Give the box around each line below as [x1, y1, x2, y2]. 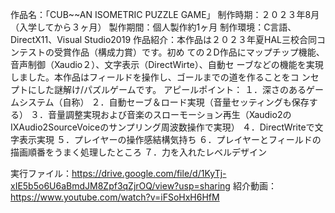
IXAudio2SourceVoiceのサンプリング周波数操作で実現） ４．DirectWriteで [10, 121, 315, 133]
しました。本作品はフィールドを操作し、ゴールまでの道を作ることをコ [10, 71, 300, 83]
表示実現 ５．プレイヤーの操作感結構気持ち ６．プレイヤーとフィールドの [18, 134, 322, 145]
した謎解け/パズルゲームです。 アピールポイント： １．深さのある [36, 84, 307, 95]
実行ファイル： [10, 168, 72, 179]
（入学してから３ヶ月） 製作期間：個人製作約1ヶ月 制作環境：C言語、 [10, 21, 297, 33]
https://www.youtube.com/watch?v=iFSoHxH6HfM [10, 191, 220, 203]
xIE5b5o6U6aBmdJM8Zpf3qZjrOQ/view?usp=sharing [10, 180, 231, 192]
